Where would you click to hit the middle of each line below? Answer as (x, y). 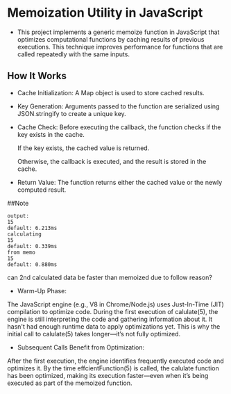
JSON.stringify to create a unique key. (71, 113)
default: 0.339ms (32, 246)
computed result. (42, 190)
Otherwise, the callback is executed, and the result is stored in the (112, 161)
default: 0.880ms (32, 264)
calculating (24, 234)
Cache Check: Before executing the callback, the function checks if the (119, 127)
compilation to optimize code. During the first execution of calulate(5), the (113, 311)
